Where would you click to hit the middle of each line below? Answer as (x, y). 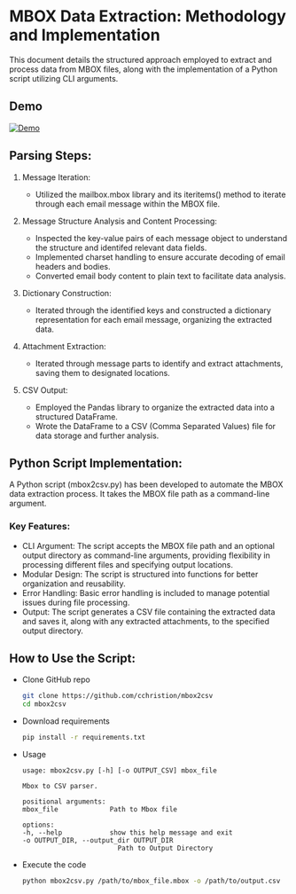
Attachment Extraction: (64, 346)
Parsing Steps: (51, 156)
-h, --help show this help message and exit (127, 833)
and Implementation (85, 35)
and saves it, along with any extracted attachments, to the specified (146, 621)
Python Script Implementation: (96, 463)
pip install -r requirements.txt (84, 738)
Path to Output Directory (165, 849)
